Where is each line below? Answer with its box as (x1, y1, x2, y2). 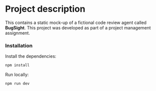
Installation (5, 42, 33, 49)
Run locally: (5, 72, 29, 78)
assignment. (5, 30, 31, 36)
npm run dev (5, 81, 30, 86)
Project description (5, 3, 85, 15)
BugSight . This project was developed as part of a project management (5, 24, 151, 30)
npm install (5, 63, 30, 68)
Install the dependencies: (5, 53, 57, 59)
